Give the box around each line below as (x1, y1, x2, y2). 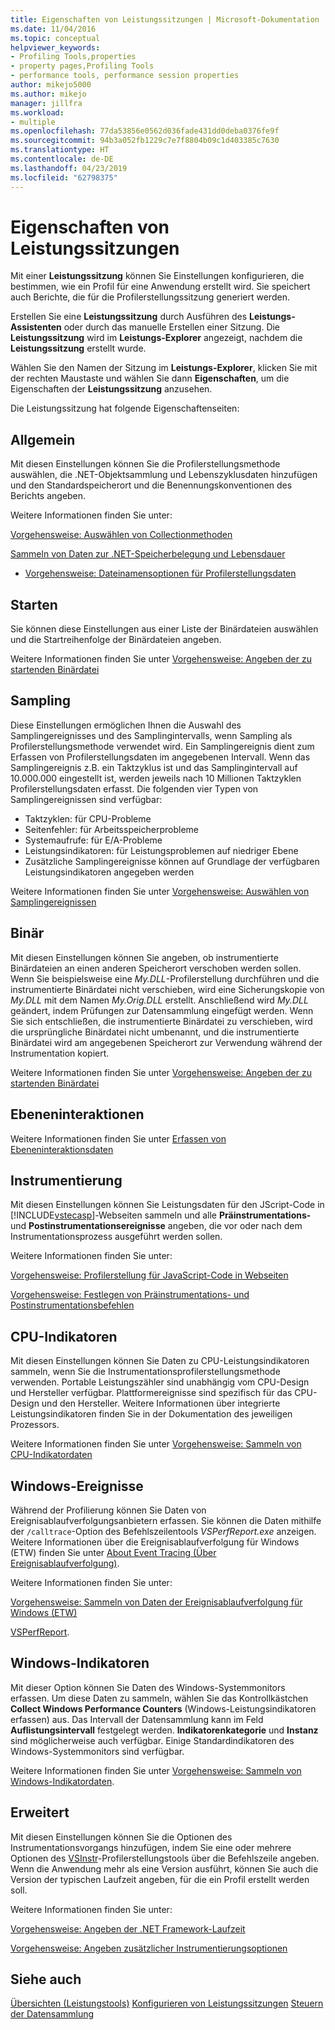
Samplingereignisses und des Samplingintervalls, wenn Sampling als (10, 729, 293, 741)
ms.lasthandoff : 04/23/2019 (10, 163, 128, 173)
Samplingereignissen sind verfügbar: (10, 793, 163, 805)
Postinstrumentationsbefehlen (10, 1299, 135, 1311)
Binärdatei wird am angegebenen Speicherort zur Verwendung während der (10, 1036, 323, 1048)
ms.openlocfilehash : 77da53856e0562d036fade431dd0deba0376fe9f (10, 126, 280, 136)
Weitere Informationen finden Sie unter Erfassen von (10, 1132, 227, 1145)
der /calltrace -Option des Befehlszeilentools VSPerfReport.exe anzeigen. (10, 1525, 317, 1537)
